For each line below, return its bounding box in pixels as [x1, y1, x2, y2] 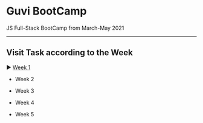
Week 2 [14, 75, 34, 82]
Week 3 [14, 87, 34, 95]
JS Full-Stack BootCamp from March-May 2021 [6, 24, 124, 32]
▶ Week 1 [6, 64, 31, 71]
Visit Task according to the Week [6, 47, 133, 58]
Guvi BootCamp [6, 4, 87, 18]
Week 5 [14, 110, 34, 118]
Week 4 [14, 99, 34, 106]
